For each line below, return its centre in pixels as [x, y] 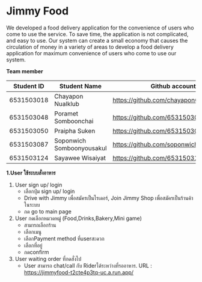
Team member [25, 71]
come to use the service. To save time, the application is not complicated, [97, 34]
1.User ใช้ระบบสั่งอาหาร [31, 173]
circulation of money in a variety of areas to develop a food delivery [90, 47]
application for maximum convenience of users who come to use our [91, 53]
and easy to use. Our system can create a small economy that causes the [97, 40]
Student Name [81, 86]
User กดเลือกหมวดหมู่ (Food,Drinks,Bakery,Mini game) [78, 218]
